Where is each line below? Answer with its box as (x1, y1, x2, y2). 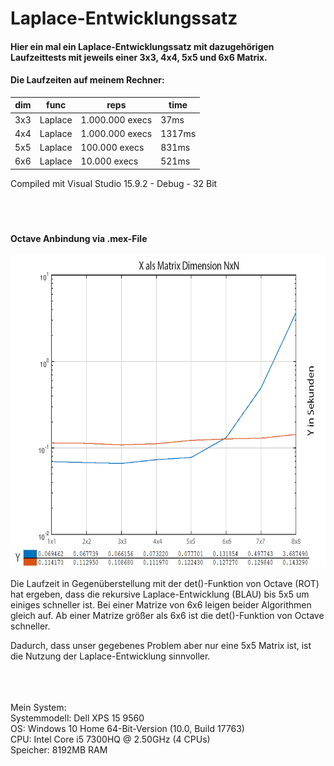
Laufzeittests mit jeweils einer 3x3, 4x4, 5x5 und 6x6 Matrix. (10, 51, 268, 63)
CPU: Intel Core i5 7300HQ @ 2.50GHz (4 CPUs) (10, 733, 211, 746)
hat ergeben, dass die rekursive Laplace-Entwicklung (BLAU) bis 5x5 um (10, 588, 310, 601)
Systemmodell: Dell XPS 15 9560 (10, 712, 145, 724)
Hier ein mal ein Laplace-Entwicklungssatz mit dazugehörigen (10, 40, 275, 52)
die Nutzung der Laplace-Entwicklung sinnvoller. (10, 650, 211, 662)
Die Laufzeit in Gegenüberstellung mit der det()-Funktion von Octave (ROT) (10, 578, 320, 590)
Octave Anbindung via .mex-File (10, 232, 148, 244)
